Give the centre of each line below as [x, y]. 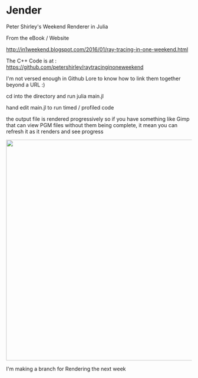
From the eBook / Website [38, 38]
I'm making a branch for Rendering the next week [66, 369]
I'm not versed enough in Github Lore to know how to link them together [93, 78]
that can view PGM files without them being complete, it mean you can [92, 125]
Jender [24, 10]
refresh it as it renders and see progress [55, 131]
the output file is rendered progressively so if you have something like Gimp [98, 119]
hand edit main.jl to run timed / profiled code [60, 107]
